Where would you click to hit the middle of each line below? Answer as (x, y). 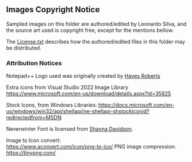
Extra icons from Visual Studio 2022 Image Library (67, 87)
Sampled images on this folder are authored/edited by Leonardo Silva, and (96, 24)
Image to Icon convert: (34, 140)
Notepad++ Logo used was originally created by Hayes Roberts (83, 76)
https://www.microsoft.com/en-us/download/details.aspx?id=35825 (89, 94)
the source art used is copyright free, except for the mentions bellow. (90, 30)
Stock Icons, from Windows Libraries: (52, 105)
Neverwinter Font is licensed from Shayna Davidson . (70, 129)
